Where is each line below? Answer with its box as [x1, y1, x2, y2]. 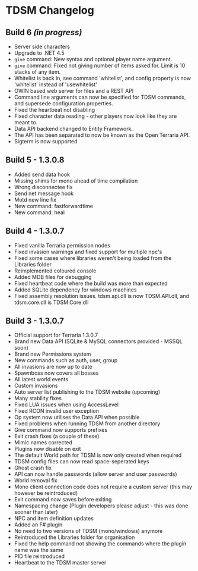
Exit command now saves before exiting [14, 496, 112, 503]
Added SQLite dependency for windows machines [14, 286, 137, 293]
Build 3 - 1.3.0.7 [5, 316, 65, 326]
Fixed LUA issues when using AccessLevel [14, 401, 119, 408]
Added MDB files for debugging [14, 273, 92, 280]
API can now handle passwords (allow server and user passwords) [14, 470, 177, 478]
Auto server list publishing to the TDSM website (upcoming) [14, 388, 161, 396]
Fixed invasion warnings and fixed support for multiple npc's [14, 248, 162, 255]
